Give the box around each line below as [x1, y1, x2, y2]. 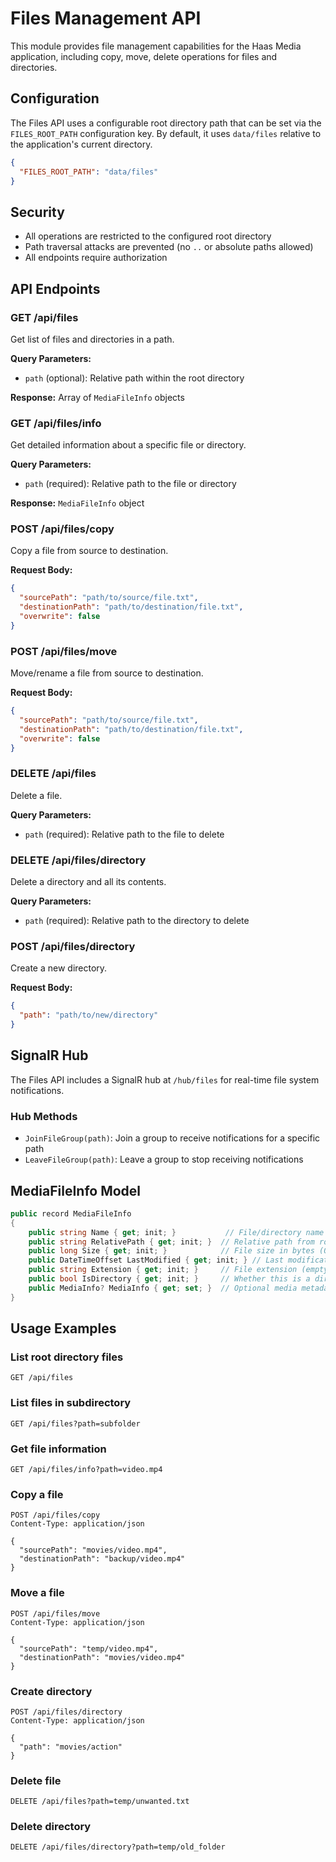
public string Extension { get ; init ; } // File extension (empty [28, 1265, 329, 1275]
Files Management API [10, 7, 202, 30]
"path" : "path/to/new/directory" [19, 1010, 159, 1021]
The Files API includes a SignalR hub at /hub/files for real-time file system [10, 1073, 320, 1086]
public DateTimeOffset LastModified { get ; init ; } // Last [28, 1255, 284, 1266]
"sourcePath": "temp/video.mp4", [19, 1643, 159, 1654]
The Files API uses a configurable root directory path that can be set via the [10, 117, 322, 129]
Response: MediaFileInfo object [10, 497, 145, 509]
